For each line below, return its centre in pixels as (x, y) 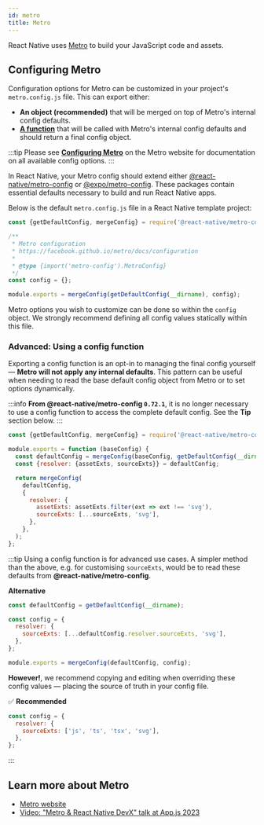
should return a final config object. (75, 137)
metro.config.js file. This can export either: (79, 97)
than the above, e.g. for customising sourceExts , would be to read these (125, 567)
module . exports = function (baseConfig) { (79, 449)
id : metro (24, 15)
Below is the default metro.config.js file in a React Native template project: (130, 208)
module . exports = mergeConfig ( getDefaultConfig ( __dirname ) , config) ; (125, 295)
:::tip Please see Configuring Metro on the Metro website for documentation (132, 152)
